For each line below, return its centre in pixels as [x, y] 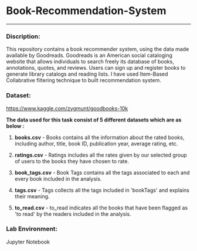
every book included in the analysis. [58, 179]
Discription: [23, 36]
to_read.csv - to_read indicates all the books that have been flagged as [101, 208]
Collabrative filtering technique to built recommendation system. [84, 80]
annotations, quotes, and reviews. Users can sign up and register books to [96, 68]
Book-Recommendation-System [86, 11]
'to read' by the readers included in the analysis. [73, 214]
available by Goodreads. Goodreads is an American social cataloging [89, 55]
